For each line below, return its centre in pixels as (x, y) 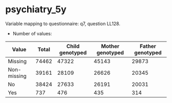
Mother (110, 46)
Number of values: (32, 33)
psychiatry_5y (36, 9)
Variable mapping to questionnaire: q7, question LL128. (63, 24)
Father (148, 46)
